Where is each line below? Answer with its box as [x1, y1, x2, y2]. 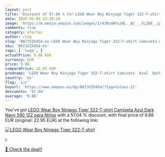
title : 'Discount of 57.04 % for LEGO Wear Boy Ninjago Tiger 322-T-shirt [5, 12, 162, 17]
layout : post [5, 7, 32, 12]
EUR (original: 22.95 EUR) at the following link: [5, 117, 99, 123]
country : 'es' [5, 75, 34, 80]
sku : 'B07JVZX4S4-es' [5, 44, 50, 48]
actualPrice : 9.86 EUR [5, 52, 52, 58]
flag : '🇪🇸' [5, 80, 29, 85]
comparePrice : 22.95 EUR [5, 67, 56, 71]
